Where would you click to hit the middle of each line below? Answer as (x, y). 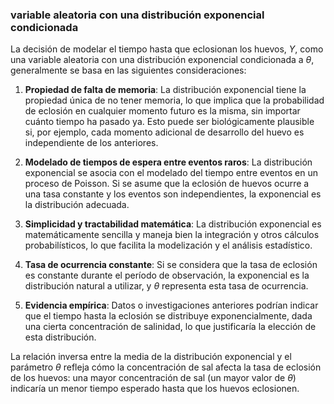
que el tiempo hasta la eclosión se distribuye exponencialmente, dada (168, 316)
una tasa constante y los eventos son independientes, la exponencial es (173, 194)
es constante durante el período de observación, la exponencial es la (167, 275)
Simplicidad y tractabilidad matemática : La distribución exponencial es (173, 224)
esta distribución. (60, 337)
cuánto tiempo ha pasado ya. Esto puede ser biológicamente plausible (169, 122)
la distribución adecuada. (77, 205)
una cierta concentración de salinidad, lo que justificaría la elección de (170, 327)
